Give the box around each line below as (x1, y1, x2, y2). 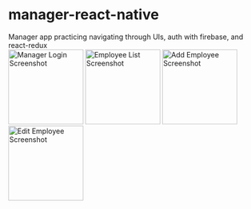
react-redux (8, 40, 48, 49)
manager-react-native (8, 6, 160, 24)
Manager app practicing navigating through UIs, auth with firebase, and (8, 32, 244, 41)
